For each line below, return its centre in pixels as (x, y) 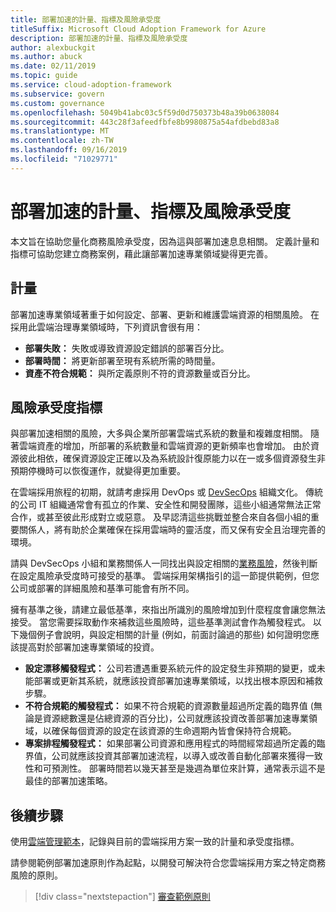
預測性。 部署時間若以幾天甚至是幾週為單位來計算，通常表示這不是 (188, 768)
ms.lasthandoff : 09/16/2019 (69, 150)
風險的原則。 (36, 875)
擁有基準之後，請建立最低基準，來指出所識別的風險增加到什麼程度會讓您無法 (168, 610)
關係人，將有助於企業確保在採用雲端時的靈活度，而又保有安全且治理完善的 (172, 530)
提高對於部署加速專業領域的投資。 (89, 647)
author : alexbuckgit (53, 47)
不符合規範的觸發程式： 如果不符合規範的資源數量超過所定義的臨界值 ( (169, 706)
